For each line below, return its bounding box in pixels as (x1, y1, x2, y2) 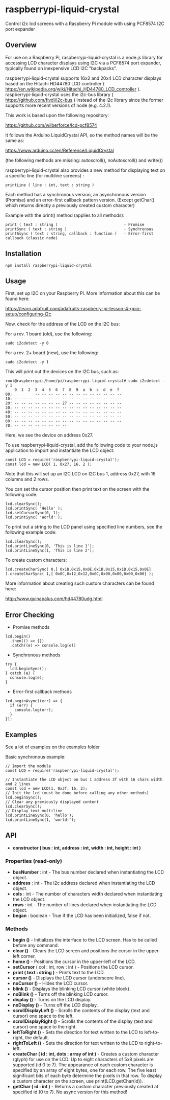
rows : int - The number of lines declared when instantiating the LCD (12, 902, 157, 908)
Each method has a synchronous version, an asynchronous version (5, 191, 146, 197)
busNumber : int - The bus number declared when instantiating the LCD (12, 869, 164, 875)
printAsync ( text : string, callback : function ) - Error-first (5, 231, 154, 236)
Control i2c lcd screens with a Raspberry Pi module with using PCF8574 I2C (5, 20, 164, 27)
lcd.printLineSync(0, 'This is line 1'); (5, 543, 95, 549)
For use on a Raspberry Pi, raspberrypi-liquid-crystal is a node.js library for (5, 54, 163, 60)
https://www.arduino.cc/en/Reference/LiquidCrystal (5, 147, 114, 153)
